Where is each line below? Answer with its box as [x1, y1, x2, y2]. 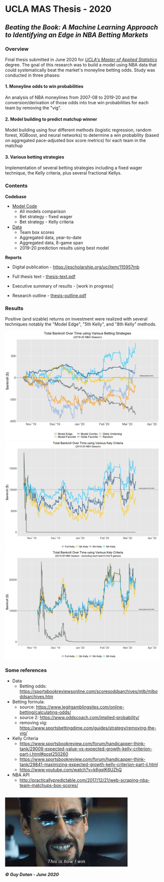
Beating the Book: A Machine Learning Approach [5, 23, 158, 31]
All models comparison [19, 208, 66, 214]
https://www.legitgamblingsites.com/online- [36, 704, 125, 710]
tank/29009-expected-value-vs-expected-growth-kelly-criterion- [19, 746, 153, 752]
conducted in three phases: [5, 72, 61, 78]
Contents [5, 182, 28, 189]
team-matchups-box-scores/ [19, 783, 78, 789]
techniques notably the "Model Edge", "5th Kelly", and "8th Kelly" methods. [5, 321, 157, 327]
